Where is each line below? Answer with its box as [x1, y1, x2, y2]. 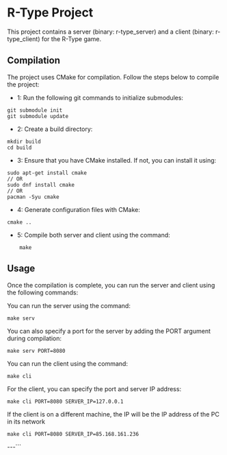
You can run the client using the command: [7, 359, 129, 368]
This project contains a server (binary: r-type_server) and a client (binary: [7, 27, 214, 36]
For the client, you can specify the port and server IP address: [7, 384, 182, 393]
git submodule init [7, 106, 63, 114]
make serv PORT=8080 [7, 347, 66, 354]
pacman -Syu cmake [7, 194, 59, 200]
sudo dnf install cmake [7, 181, 75, 188]
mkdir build [7, 138, 41, 145]
